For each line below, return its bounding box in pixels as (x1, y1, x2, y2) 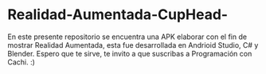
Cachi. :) (7, 57, 35, 67)
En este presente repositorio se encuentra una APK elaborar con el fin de (7, 32, 248, 41)
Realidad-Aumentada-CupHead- (7, 6, 229, 24)
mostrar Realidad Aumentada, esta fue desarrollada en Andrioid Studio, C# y (7, 40, 259, 49)
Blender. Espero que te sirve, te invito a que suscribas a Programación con (7, 49, 252, 58)
